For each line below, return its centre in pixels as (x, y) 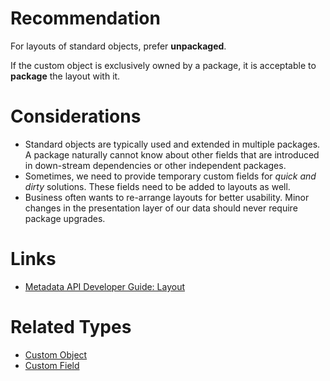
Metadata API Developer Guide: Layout (105, 286)
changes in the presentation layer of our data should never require (161, 208)
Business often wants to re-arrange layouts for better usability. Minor (167, 197)
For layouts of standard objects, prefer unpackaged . (118, 46)
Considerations (76, 116)
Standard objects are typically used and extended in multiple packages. (172, 144)
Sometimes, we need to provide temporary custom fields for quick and (170, 176)
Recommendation (85, 18)
